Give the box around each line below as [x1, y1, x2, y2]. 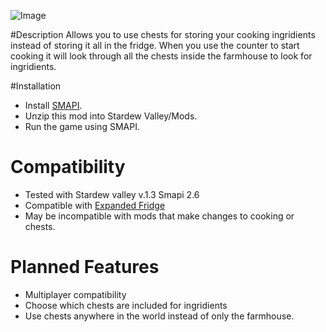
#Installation [10, 80, 62, 92]
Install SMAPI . [24, 100, 83, 111]
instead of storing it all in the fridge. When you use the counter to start [10, 40, 300, 51]
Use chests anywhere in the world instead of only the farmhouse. [24, 310, 295, 322]
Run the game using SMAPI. [24, 121, 140, 132]
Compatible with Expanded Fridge [24, 199, 166, 211]
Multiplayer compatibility [24, 288, 127, 300]
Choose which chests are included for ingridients [24, 299, 228, 311]
